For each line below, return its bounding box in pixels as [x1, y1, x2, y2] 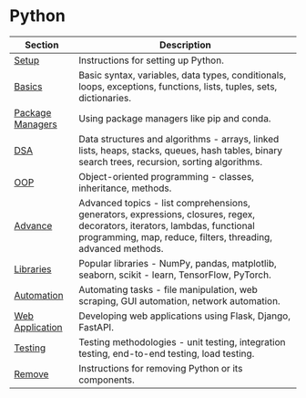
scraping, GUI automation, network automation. [78, 294, 280, 307]
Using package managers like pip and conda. [78, 111, 271, 124]
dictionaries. [78, 91, 132, 104]
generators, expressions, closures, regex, [78, 207, 256, 220]
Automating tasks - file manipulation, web [78, 283, 258, 296]
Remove [14, 367, 49, 380]
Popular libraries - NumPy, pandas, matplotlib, [78, 257, 278, 269]
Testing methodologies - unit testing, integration [78, 335, 286, 348]
